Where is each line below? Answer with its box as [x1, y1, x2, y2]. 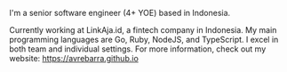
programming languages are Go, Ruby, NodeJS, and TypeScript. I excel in [9, 35, 279, 44]
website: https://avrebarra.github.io [9, 53, 140, 63]
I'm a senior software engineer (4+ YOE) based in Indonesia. [9, 8, 231, 18]
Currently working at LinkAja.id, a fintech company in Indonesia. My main [9, 25, 277, 35]
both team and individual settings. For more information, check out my [9, 44, 267, 54]
